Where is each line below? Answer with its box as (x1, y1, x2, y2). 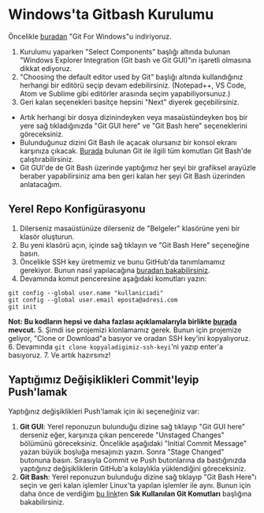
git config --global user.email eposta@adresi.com (8, 296, 178, 304)
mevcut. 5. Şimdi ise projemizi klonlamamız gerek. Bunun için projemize (8, 325, 242, 335)
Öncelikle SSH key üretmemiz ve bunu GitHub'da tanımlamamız (19, 256, 226, 266)
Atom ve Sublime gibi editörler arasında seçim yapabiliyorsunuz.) (19, 88, 231, 98)
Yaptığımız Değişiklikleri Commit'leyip (8, 373, 199, 387)
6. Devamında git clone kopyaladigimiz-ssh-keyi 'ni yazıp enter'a (8, 342, 223, 351)
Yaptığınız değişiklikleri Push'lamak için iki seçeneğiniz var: (8, 406, 200, 416)
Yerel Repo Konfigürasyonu (8, 203, 146, 216)
